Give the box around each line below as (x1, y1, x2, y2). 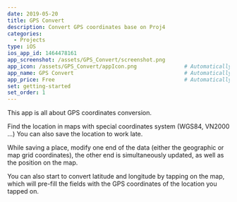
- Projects (13, 37, 46, 44)
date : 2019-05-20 (7, 10, 59, 18)
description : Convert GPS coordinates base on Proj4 (7, 23, 166, 30)
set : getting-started (7, 83, 71, 90)
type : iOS (7, 43, 37, 50)
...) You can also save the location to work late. (7, 130, 143, 138)
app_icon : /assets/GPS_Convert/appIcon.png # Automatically (7, 63, 232, 70)
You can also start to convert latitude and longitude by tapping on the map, (7, 172, 225, 181)
